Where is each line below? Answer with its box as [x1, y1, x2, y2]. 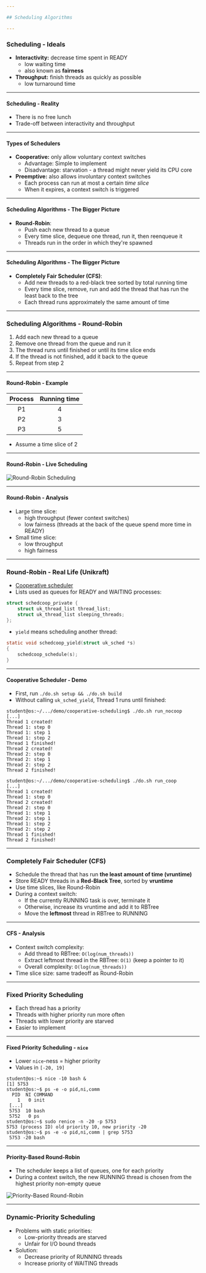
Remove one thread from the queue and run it [15, 340, 131, 347]
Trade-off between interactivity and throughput [15, 120, 135, 128]
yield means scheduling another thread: [15, 628, 118, 635]
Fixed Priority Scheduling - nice [6, 1044, 89, 1051]
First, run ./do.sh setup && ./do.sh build [15, 690, 123, 697]
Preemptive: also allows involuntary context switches [15, 173, 151, 180]
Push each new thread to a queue [24, 226, 110, 233]
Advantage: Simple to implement [24, 160, 107, 167]
